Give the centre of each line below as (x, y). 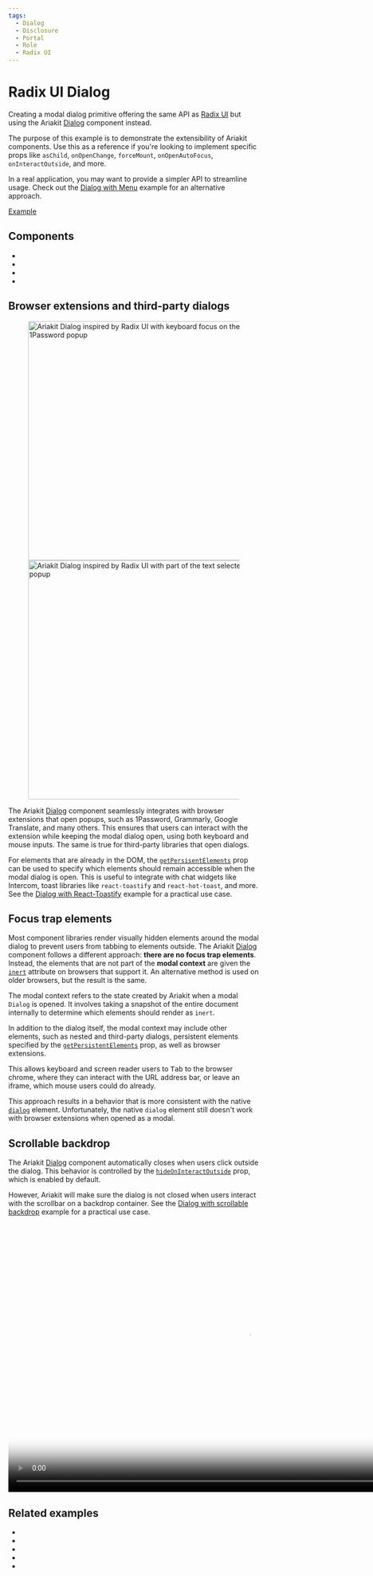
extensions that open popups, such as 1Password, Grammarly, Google (123, 819)
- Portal (30, 38)
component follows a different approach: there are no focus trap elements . (132, 955)
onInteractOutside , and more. (57, 163)
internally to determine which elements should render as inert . (112, 1012)
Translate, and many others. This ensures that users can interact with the (128, 827)
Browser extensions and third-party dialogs (119, 307)
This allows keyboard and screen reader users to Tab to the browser (121, 1069)
